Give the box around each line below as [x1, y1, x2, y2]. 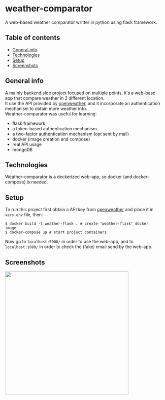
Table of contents [5, 34, 60, 42]
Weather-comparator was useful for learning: [5, 110, 97, 116]
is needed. [27, 179, 48, 185]
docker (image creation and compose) [12, 136, 90, 142]
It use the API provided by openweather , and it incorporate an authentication [5, 100, 160, 106]
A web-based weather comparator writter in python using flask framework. [5, 19, 158, 25]
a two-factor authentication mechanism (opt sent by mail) [12, 131, 129, 137]
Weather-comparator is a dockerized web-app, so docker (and [5, 174, 132, 180]
